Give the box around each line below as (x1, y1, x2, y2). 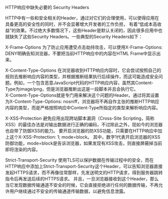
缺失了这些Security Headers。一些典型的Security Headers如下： (9, 34, 143, 39)
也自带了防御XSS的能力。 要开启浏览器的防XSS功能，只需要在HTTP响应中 (5, 128, 158, 134)
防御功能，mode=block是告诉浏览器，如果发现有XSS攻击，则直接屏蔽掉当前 (5, 140, 162, 146)
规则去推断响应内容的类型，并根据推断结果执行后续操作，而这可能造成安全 (5, 74, 158, 79)
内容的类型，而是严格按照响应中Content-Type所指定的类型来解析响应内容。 (5, 105, 161, 111)
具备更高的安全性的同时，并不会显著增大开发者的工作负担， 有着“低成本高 (5, 21, 157, 27)
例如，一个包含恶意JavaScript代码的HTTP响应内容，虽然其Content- (13, 80, 154, 86)
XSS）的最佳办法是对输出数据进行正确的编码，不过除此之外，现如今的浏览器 (5, 122, 163, 127)
